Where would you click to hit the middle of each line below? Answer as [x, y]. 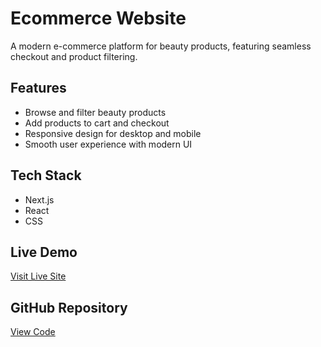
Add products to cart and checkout [97, 123]
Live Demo [44, 252]
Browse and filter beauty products [95, 112]
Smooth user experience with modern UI [108, 144]
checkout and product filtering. [74, 56]
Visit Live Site [38, 276]
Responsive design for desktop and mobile [113, 133]
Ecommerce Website [98, 18]
